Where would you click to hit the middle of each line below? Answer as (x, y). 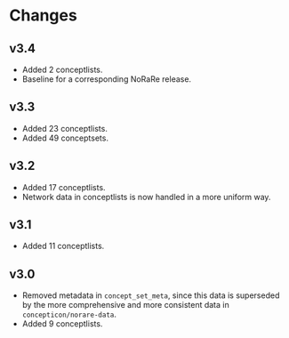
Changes (43, 16)
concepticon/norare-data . (69, 314)
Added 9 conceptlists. (62, 324)
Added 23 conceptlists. (65, 128)
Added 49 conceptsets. (65, 138)
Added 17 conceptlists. (64, 187)
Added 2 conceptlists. (62, 69)
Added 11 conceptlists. (63, 246)
